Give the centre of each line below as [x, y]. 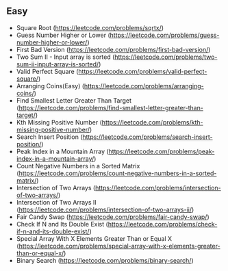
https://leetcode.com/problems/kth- [152, 122]
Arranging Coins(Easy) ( [50, 86]
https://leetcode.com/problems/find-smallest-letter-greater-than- [111, 107]
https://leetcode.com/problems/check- [163, 224]
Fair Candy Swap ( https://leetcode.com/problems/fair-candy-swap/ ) [113, 217]
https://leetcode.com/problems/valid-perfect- [142, 71]
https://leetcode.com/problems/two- [166, 57]
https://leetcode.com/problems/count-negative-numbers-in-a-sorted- [118, 173]
